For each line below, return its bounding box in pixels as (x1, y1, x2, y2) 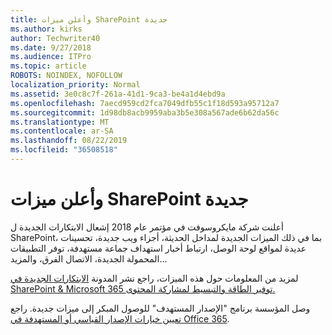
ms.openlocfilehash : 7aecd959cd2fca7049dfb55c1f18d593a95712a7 (10, 98, 280, 108)
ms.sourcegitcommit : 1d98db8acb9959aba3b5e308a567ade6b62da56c (10, 107, 280, 118)
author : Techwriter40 (10, 33, 101, 43)
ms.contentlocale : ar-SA (10, 126, 114, 136)
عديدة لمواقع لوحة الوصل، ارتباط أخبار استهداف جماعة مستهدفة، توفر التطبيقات (10, 242, 307, 254)
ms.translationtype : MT (10, 117, 110, 127)
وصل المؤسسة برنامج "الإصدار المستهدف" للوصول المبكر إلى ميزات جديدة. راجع (10, 302, 311, 314)
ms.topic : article (10, 61, 87, 71)
